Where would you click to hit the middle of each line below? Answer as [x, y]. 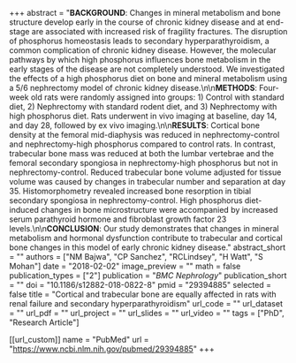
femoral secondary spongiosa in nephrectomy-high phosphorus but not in [144, 163]
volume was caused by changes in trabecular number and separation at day [148, 181]
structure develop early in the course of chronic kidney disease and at [137, 22]
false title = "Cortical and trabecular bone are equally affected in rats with [143, 294]
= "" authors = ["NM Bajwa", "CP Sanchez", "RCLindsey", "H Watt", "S [136, 257]
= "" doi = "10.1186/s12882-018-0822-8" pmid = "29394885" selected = [140, 285]
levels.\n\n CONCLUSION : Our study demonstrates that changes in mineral [144, 228]
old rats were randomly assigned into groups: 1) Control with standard [157, 97]
